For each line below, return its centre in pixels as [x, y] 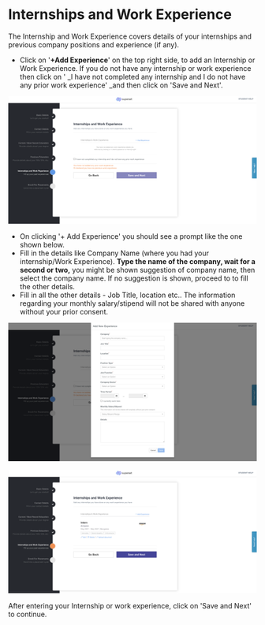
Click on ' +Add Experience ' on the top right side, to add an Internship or [137, 60]
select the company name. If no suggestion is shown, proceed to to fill [134, 278]
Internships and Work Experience [120, 15]
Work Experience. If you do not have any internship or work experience [135, 68]
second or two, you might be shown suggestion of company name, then [137, 270]
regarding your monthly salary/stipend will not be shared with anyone [132, 303]
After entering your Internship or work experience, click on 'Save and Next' [130, 605]
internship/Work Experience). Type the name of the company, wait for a [138, 262]
